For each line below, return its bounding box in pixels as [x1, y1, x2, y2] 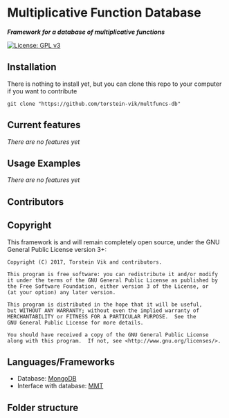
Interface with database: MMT [17, 382, 104, 390]
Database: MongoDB [17, 374, 77, 383]
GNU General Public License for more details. [7, 319, 144, 326]
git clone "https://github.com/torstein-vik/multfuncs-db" [7, 100, 181, 107]
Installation [7, 61, 57, 73]
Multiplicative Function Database [7, 5, 202, 21]
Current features [7, 119, 81, 131]
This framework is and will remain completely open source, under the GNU [7, 237, 220, 246]
